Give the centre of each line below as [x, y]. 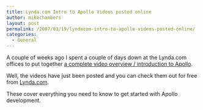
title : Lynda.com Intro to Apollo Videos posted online [79, 12]
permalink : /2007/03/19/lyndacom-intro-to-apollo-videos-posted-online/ [101, 29]
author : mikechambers [34, 18]
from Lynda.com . [28, 82]
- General [24, 40]
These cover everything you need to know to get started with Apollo [92, 94]
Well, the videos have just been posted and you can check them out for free [102, 76]
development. [24, 100]
